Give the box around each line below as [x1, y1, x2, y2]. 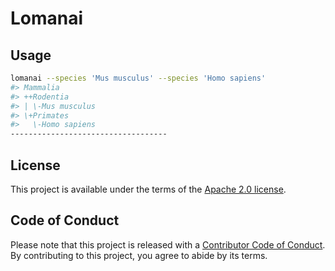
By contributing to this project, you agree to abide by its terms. [10, 249, 268, 261]
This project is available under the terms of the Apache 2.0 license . [10, 183, 287, 195]
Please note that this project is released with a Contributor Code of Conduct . [10, 238, 326, 251]
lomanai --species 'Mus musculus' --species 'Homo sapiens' [10, 73, 267, 83]
